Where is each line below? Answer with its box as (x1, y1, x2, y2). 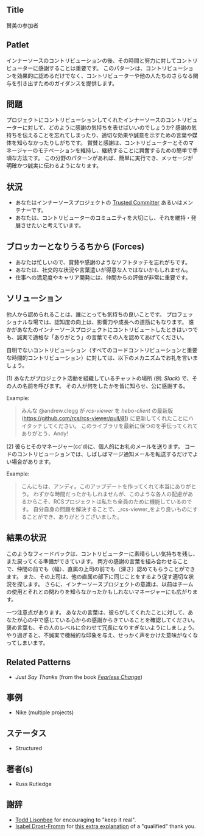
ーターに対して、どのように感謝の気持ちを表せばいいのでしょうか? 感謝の (6, 124, 192, 132)
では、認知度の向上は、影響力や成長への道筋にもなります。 (38, 318, 188, 325)
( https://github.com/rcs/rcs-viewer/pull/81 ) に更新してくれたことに (21, 414, 189, 422)
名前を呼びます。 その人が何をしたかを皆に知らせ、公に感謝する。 (22, 382, 189, 389)
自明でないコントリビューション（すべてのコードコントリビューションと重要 (6, 346, 198, 354)
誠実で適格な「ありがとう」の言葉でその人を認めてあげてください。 (16, 333, 188, 340)
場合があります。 (11, 458, 54, 465)
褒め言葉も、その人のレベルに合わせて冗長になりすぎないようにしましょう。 (6, 623, 198, 631)
